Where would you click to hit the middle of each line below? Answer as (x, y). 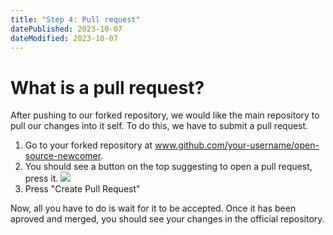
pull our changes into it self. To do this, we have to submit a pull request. (159, 126)
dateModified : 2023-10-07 (64, 38)
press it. (41, 178)
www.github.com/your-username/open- (237, 145)
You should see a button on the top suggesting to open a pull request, (168, 167)
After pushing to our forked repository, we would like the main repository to (165, 115)
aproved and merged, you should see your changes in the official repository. (167, 219)
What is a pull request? (107, 87)
